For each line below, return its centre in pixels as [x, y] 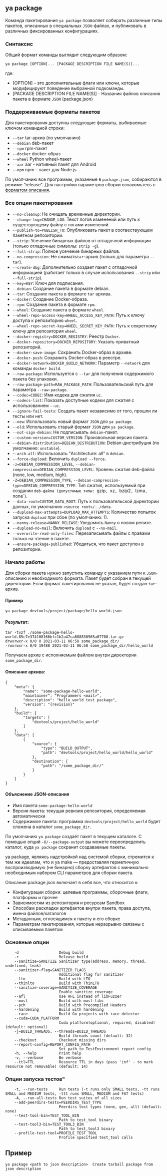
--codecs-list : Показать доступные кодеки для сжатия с [73, 400]
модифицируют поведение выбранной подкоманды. [68, 88]
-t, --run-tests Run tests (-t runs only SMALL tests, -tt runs [87, 1089]
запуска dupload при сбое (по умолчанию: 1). [60, 517]
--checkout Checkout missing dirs [60, 1040]
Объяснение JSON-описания [37, 794]
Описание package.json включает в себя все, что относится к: [72, 882]
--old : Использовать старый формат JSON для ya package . [73, 427]
